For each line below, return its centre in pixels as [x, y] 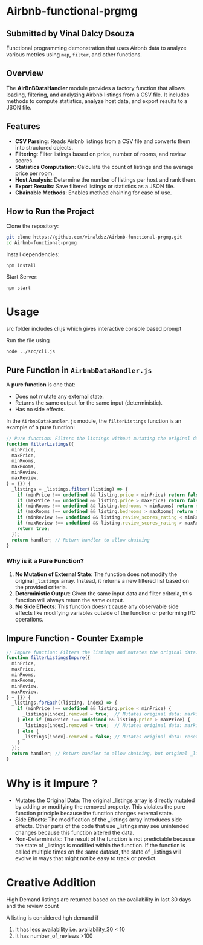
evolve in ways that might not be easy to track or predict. [86, 858]
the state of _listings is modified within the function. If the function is [100, 845]
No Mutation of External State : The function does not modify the [96, 574]
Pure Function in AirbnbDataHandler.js [79, 370]
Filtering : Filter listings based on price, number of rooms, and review [101, 154]
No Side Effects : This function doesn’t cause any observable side [97, 606]
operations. [29, 619]
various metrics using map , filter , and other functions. [74, 55]
